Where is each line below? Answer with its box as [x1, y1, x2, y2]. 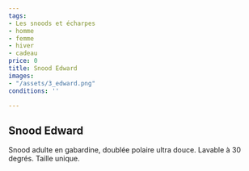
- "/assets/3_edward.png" [8, 79, 95, 87]
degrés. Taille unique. [8, 154, 81, 164]
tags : [8, 11, 27, 20]
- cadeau [8, 49, 38, 57]
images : [8, 72, 35, 80]
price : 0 [8, 57, 38, 65]
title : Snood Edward [8, 65, 78, 73]
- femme [8, 34, 35, 43]
